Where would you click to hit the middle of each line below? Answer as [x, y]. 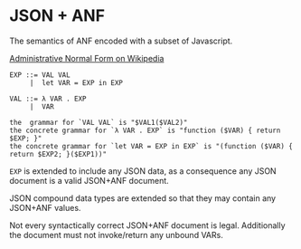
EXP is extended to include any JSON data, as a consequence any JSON [143, 171]
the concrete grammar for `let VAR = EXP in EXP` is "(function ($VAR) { [151, 146]
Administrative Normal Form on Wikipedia [87, 58]
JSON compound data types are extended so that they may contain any [143, 198]
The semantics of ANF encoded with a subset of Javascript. [121, 41]
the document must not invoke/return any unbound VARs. [116, 235]
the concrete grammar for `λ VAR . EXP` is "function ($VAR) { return [145, 130]
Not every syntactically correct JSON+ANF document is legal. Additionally [148, 225]
